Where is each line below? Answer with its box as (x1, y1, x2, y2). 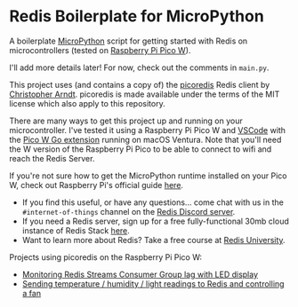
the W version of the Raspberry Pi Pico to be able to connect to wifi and (9, 144, 272, 154)
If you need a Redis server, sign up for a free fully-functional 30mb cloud (21, 216, 289, 226)
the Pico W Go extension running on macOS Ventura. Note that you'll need (9, 134, 282, 145)
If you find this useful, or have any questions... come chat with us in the (21, 197, 285, 208)
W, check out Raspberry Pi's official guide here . (9, 179, 184, 190)
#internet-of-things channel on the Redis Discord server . (21, 206, 236, 216)
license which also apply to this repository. (9, 98, 166, 108)
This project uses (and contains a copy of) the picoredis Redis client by (9, 79, 270, 90)
